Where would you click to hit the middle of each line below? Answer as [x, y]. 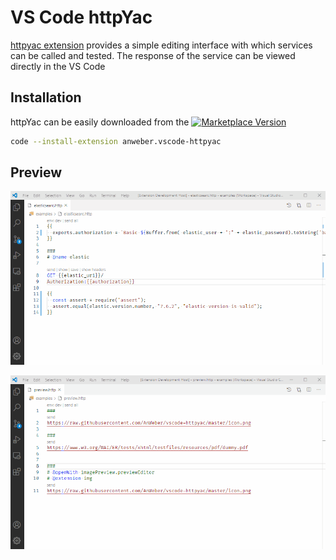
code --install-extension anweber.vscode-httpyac [116, 141]
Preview [36, 172]
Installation [46, 97]
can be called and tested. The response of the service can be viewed [153, 55]
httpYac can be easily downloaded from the [100, 122]
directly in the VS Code [58, 66]
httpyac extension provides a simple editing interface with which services [161, 45]
